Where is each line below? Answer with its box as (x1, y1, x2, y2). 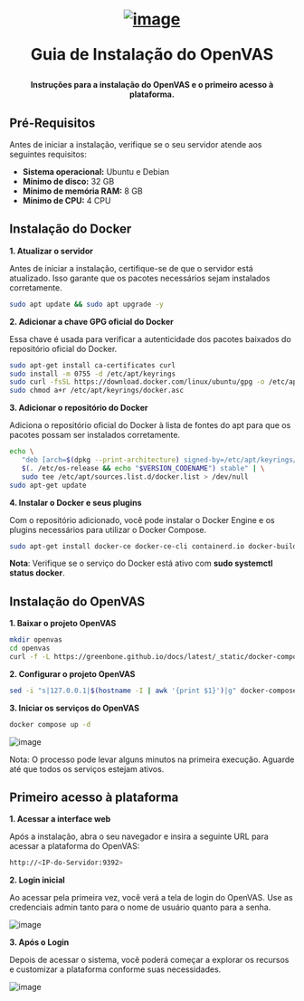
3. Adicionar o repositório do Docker (9, 403, 148, 414)
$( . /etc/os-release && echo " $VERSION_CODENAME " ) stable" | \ (21, 463, 265, 472)
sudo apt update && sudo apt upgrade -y (9, 300, 165, 309)
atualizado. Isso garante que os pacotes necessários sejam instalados (9, 272, 271, 283)
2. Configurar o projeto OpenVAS (9, 668, 136, 679)
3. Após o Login (9, 937, 70, 948)
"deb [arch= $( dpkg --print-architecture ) (21, 455, 180, 465)
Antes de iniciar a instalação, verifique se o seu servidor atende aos (9, 139, 262, 149)
